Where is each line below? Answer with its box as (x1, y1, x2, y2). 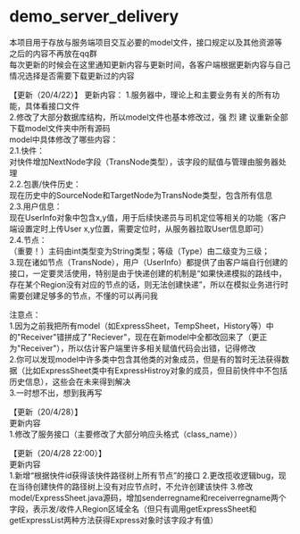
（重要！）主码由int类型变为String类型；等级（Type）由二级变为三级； (9, 246, 271, 256)
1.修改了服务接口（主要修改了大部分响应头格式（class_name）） (9, 429, 243, 439)
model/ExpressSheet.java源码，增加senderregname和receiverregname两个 (9, 492, 287, 503)
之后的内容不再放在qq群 (9, 47, 98, 59)
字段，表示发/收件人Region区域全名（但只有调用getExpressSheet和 (9, 503, 257, 514)
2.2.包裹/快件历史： (9, 179, 82, 189)
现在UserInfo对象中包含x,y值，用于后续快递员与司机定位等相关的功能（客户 (9, 212, 287, 222)
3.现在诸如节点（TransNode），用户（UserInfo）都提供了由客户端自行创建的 (9, 256, 288, 267)
